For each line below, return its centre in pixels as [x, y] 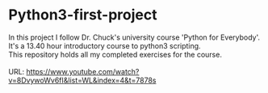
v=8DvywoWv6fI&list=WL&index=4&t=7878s [82, 80]
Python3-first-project [83, 15]
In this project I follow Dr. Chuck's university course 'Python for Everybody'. [134, 37]
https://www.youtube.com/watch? [83, 71]
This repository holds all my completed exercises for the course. [115, 54]
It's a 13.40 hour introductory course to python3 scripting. [105, 45]
